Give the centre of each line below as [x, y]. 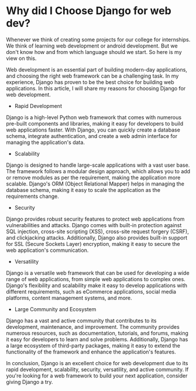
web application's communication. [47, 250]
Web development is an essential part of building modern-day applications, [97, 69]
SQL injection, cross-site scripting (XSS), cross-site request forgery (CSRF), [97, 231]
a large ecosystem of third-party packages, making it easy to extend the [93, 345]
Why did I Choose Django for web [89, 11]
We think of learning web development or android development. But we [92, 46]
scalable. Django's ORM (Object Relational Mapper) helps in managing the [95, 184]
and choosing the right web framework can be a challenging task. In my [92, 76]
